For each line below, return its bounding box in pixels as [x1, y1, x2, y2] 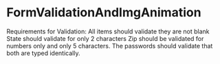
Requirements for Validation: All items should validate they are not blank [6, 27, 210, 35]
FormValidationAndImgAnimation [6, 5, 201, 20]
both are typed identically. [6, 49, 80, 57]
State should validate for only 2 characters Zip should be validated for [6, 34, 204, 42]
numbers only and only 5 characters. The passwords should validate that [6, 42, 213, 50]
